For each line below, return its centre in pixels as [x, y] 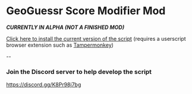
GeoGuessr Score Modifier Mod [86, 11]
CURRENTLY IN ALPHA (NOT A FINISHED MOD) [65, 27]
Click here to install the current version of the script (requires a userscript [96, 38]
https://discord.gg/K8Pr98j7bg [44, 85]
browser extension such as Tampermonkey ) [60, 45]
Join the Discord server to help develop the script [79, 72]
